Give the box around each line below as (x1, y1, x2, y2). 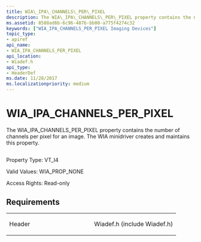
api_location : (6, 53, 42, 59)
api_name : (6, 42, 31, 48)
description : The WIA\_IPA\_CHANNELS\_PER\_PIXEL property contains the (6, 14, 191, 20)
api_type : (6, 64, 31, 71)
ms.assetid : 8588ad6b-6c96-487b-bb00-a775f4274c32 (6, 20, 135, 26)
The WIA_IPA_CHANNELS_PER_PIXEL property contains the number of (6, 126, 181, 133)
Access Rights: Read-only (6, 180, 70, 187)
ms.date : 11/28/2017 (6, 75, 58, 81)
